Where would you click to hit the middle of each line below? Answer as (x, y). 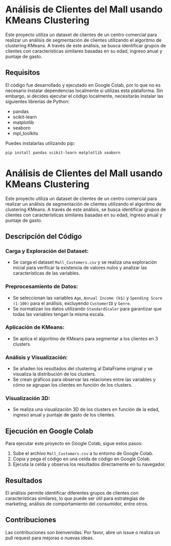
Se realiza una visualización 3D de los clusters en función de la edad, (86, 409)
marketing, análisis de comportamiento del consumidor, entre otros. (77, 504)
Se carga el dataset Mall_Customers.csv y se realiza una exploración (85, 262)
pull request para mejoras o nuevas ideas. (50, 538)
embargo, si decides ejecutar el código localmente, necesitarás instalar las (84, 96)
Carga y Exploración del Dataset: (47, 251)
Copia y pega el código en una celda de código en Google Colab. (82, 459)
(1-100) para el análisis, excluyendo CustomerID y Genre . (72, 303)
